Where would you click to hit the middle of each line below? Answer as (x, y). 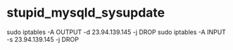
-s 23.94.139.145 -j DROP (43, 39)
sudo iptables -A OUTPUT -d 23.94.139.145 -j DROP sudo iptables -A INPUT (116, 32)
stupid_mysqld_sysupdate (86, 13)
